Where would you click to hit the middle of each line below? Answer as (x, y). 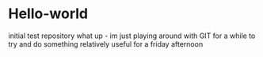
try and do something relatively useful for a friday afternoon (106, 44)
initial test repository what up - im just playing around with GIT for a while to (132, 36)
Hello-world (48, 14)
